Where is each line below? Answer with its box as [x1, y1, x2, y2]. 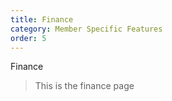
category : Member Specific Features [10, 24, 163, 34]
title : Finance [10, 14, 74, 25]
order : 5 [10, 33, 47, 43]
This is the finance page [34, 80, 135, 92]
